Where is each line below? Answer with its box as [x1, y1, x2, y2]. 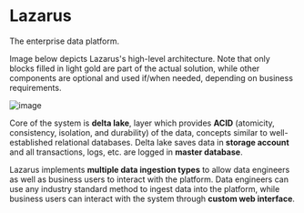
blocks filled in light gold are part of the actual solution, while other [9, 63, 260, 74]
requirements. [9, 82, 62, 93]
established [9, 137, 53, 147]
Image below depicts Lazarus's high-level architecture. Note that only [9, 53, 270, 64]
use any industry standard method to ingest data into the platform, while [9, 183, 280, 194]
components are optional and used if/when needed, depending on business [9, 72, 294, 83]
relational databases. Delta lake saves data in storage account [54, 137, 289, 147]
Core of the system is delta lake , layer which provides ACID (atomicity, [9, 117, 275, 128]
